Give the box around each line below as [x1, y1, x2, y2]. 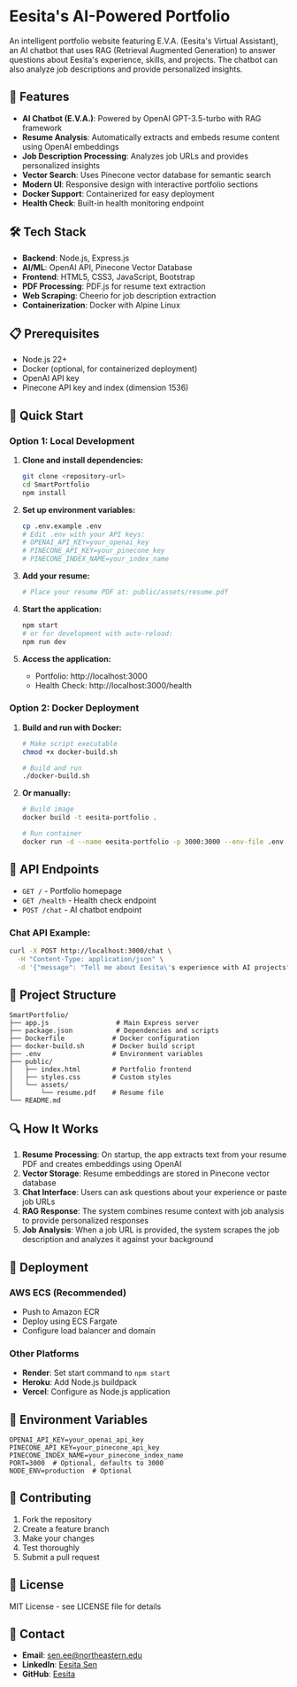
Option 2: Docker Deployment [9, 702, 140, 714]
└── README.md [9, 1096, 62, 1105]
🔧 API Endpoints [9, 862, 100, 877]
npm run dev [21, 637, 66, 646]
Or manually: [21, 788, 71, 798]
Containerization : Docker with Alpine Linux [21, 299, 181, 310]
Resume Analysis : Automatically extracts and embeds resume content [21, 131, 280, 143]
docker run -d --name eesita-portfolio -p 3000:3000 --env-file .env [21, 837, 285, 846]
